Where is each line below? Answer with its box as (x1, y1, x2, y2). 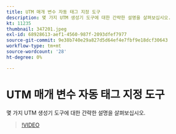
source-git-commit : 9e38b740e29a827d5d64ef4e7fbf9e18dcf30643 (6, 37, 168, 43)
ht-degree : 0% (6, 54, 43, 60)
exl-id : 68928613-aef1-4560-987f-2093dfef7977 (6, 32, 127, 38)
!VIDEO (21, 121, 40, 129)
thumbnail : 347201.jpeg (6, 26, 67, 32)
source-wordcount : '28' (6, 49, 67, 55)
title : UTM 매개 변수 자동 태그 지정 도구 (6, 9, 101, 15)
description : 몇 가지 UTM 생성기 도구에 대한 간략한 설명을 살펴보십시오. (6, 15, 171, 21)
